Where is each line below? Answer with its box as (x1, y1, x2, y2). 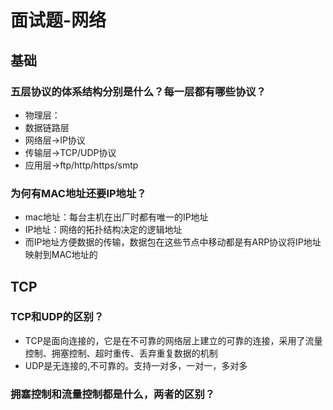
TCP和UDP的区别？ (10, 310, 105, 324)
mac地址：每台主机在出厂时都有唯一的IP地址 (24, 211, 209, 223)
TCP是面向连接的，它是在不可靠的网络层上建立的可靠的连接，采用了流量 (24, 334, 323, 346)
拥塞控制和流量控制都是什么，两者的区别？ (10, 387, 216, 401)
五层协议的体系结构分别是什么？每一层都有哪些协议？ (10, 84, 267, 98)
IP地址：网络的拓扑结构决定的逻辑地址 (24, 224, 183, 236)
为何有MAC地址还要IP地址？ (10, 186, 147, 200)
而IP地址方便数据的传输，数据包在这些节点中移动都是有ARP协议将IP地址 (24, 236, 322, 248)
